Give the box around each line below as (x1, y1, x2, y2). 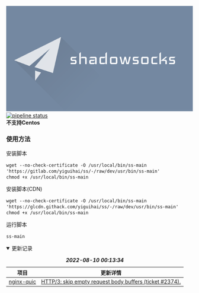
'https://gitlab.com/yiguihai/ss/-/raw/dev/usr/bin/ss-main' (6, 168, 161, 174)
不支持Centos (6, 119, 40, 126)
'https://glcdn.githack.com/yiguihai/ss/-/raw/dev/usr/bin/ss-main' (6, 203, 179, 210)
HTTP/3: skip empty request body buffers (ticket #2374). (41, 278, 181, 285)
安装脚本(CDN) (6, 185, 43, 192)
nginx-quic (8, 278, 37, 285)
